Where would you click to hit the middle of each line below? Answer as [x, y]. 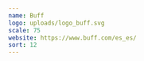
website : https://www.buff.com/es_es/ [72, 38]
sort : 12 [23, 45]
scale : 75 [25, 30]
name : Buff [26, 15]
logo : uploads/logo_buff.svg [56, 23]
